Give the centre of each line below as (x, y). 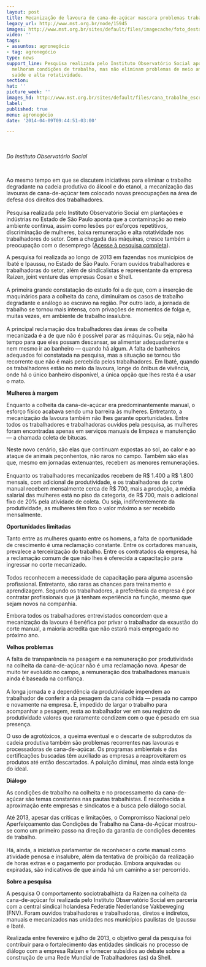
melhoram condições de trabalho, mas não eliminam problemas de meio (102, 69)
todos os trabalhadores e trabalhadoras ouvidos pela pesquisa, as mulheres (102, 425)
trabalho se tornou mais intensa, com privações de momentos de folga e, (99, 309)
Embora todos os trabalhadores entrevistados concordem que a (87, 616)
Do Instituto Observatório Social (47, 157)
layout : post (23, 12)
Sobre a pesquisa (29, 882)
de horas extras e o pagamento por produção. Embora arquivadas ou (93, 863)
